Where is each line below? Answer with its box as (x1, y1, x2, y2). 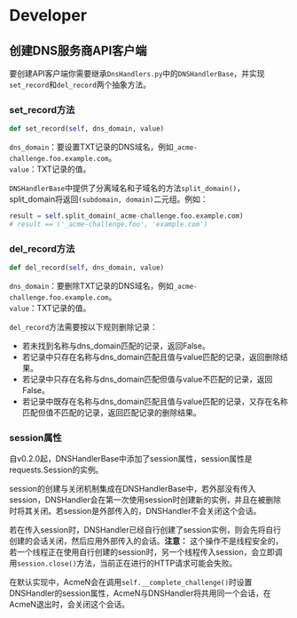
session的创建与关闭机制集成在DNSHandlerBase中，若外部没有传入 (9, 484, 256, 494)
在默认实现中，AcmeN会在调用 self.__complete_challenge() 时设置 (9, 577, 253, 588)
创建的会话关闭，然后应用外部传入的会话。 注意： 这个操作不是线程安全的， (9, 535, 284, 547)
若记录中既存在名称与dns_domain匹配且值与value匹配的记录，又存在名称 (21, 397, 288, 407)
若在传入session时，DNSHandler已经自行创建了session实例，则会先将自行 (9, 525, 282, 535)
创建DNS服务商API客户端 (9, 43, 148, 58)
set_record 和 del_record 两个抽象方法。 (9, 79, 152, 90)
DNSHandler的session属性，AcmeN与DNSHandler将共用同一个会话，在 (9, 588, 272, 598)
